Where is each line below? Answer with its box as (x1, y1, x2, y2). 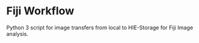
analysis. (6, 30, 29, 37)
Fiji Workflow (6, 4, 75, 18)
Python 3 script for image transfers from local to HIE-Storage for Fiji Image (6, 24, 194, 31)
